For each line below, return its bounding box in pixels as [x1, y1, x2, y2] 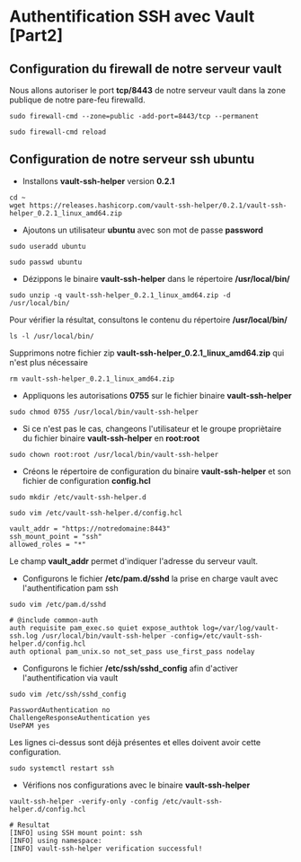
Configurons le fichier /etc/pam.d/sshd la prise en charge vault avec [22, 573, 279, 584]
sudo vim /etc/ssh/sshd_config [9, 690, 127, 699]
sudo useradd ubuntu [9, 242, 87, 251]
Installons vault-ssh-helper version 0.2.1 [22, 175, 175, 186]
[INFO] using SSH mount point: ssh [9, 828, 143, 837]
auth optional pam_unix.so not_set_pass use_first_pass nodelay [9, 646, 255, 656]
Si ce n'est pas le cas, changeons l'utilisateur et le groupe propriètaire [22, 423, 282, 434]
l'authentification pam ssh [22, 582, 119, 594]
